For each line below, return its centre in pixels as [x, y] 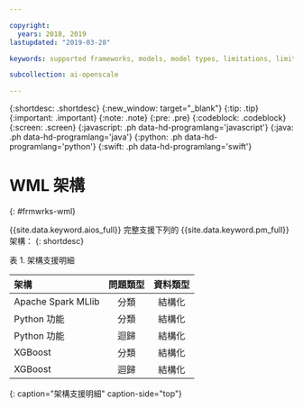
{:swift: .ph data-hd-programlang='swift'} [175, 147]
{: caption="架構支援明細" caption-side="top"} [96, 394]
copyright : [30, 25]
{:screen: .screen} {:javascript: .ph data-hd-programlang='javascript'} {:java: [151, 128]
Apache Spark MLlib [57, 302]
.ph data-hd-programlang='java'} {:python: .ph [96, 137]
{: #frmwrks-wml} [43, 212]
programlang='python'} [53, 147]
